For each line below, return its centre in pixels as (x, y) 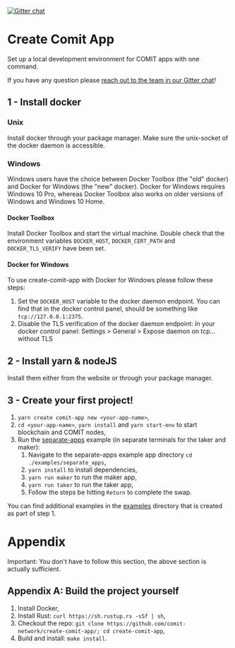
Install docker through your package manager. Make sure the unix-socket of (118, 138)
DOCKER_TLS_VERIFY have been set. (56, 248)
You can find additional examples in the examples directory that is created (115, 505)
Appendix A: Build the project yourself (93, 591)
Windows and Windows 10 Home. (56, 201)
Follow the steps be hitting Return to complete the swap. (110, 492)
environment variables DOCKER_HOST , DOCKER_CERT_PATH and (91, 241)
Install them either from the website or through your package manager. (110, 378)
